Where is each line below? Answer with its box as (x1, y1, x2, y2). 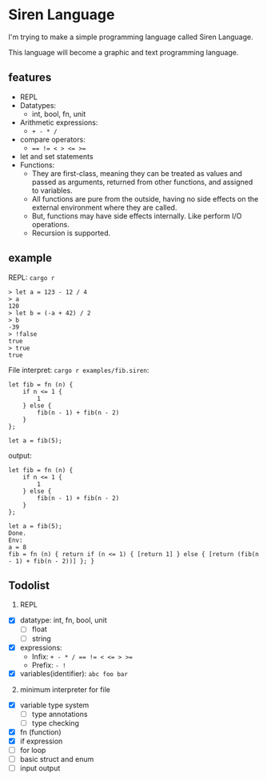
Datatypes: (19, 100, 57, 110)
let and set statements (19, 151, 94, 161)
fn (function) (19, 727, 62, 737)
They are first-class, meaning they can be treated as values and (31, 168, 242, 178)
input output (19, 763, 61, 773)
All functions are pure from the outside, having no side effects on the (31, 194, 259, 203)
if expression (19, 736, 63, 746)
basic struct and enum (19, 755, 94, 764)
